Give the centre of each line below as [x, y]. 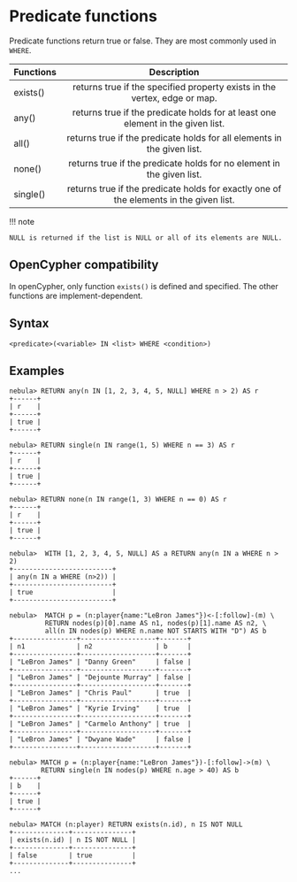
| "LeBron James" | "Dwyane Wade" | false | [100, 740]
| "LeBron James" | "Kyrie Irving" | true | [100, 709]
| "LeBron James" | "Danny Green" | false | [100, 662]
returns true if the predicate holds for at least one [174, 112]
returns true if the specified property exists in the [174, 87]
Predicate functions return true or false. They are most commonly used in [143, 41]
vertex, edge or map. [175, 97]
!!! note [22, 221]
